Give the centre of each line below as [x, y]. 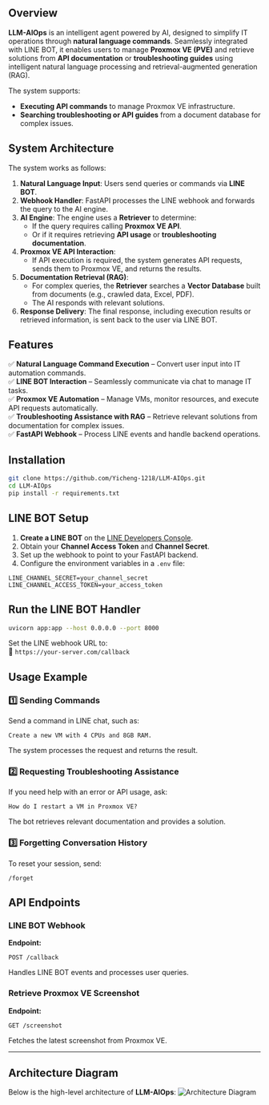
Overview [33, 13]
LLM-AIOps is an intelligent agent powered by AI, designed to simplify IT [128, 32]
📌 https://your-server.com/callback [69, 652]
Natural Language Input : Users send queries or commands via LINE [132, 183]
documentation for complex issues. [66, 426]
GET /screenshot [35, 1026]
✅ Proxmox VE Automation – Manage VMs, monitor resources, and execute [134, 399]
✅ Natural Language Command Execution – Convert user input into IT [125, 364]
